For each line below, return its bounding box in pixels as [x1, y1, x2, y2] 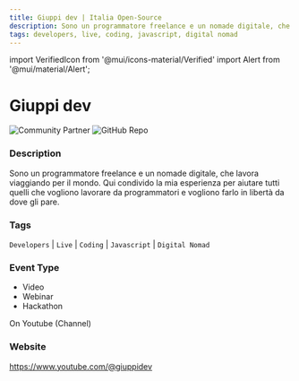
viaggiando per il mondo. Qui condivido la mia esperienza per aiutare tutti [9, 177, 280, 188]
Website [9, 341, 47, 353]
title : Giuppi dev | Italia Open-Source [9, 13, 163, 22]
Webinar [21, 291, 54, 302]
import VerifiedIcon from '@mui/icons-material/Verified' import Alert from [9, 55, 280, 65]
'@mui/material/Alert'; [9, 64, 90, 74]
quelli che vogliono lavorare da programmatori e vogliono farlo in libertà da [9, 186, 285, 197]
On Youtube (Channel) [9, 318, 92, 329]
